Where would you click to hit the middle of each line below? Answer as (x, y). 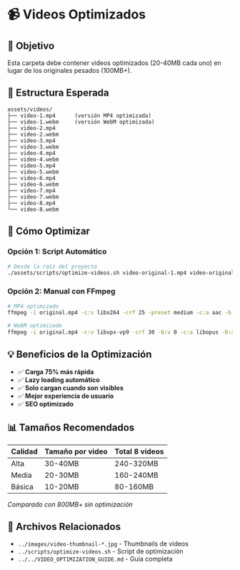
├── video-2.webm (33, 134)
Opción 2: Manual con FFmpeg (61, 291)
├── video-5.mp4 (31, 166)
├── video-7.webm (33, 197)
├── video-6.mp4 (31, 178)
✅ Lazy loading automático (59, 379)
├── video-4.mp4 (31, 153)
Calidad (24, 451)
